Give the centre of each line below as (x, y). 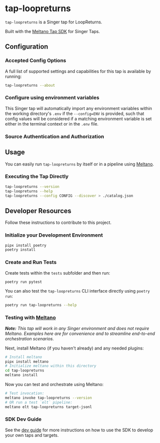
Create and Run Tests (31, 262)
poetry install (20, 250)
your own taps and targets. (32, 435)
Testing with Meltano (31, 318)
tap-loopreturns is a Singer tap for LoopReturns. (54, 22)
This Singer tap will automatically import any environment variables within (79, 108)
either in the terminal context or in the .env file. (52, 124)
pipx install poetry (26, 245)
